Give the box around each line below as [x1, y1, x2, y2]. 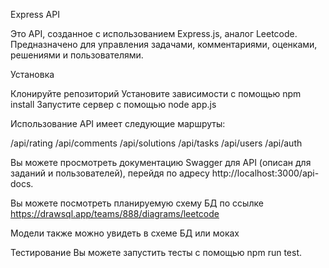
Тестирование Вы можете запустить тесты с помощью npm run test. [10, 247, 303, 258]
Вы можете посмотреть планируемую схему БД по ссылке [10, 197, 264, 209]
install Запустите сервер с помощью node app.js [10, 99, 217, 110]
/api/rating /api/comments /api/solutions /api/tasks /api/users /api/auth [10, 137, 303, 149]
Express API [10, 9, 60, 20]
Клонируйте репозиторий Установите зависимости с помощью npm [10, 88, 302, 99]
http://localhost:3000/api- [211, 167, 320, 179]
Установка [10, 69, 55, 80]
